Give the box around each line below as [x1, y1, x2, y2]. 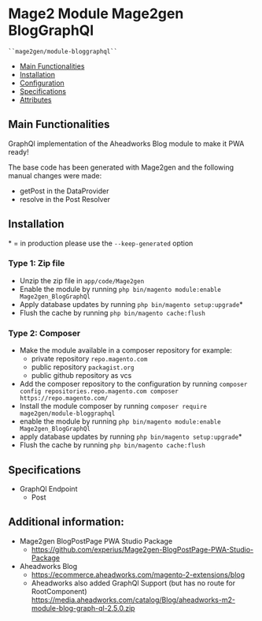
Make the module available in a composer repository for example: [19, 346, 232, 355]
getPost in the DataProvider [19, 186, 109, 196]
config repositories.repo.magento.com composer [19, 387, 179, 395]
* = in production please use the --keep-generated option [8, 238, 194, 248]
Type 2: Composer [8, 327, 81, 339]
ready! [8, 147, 29, 156]
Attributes [19, 95, 52, 104]
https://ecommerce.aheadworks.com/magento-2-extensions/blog [31, 570, 245, 579]
